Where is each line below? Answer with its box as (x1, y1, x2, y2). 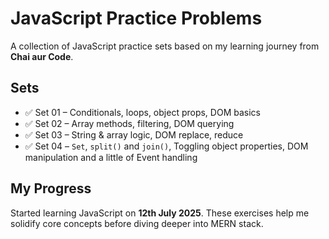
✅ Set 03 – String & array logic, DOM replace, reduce (24, 128, 244, 141)
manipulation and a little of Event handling (24, 151, 198, 163)
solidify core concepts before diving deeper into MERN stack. (10, 217, 264, 229)
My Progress (10, 180, 92, 197)
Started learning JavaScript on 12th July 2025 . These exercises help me (10, 207, 310, 219)
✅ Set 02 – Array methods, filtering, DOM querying (24, 117, 235, 129)
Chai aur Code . (10, 50, 74, 62)
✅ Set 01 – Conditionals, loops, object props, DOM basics (24, 106, 261, 118)
